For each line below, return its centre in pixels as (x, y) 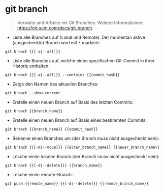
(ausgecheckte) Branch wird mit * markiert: (56, 42)
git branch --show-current (33, 93)
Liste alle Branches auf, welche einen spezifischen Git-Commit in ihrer (83, 60)
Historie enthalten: (31, 66)
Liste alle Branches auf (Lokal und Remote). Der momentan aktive (79, 37)
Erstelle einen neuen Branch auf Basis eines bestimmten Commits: (79, 120)
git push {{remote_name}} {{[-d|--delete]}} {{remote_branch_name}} (77, 183)
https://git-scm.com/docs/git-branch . (55, 27)
